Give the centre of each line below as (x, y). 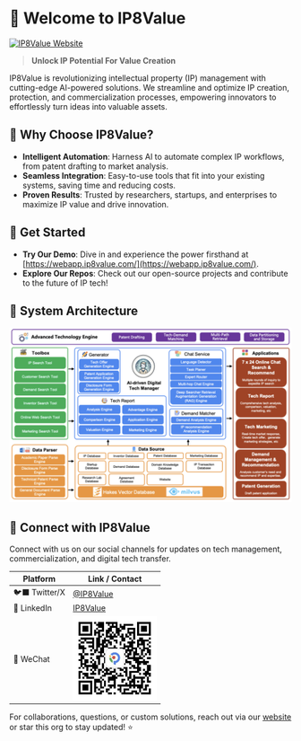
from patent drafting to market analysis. (95, 166)
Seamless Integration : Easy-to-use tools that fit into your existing (143, 175)
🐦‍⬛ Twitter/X (39, 592)
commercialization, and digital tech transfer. (90, 559)
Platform (39, 578)
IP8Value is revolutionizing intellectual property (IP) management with (138, 78)
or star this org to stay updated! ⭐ (71, 727)
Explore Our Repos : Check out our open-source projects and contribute (155, 273)
